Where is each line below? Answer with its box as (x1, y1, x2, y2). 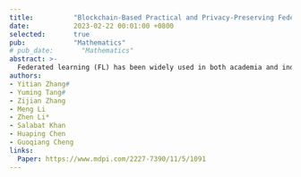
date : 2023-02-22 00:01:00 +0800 (9, 21, 175, 30)
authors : (9, 72, 42, 80)
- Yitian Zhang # (9, 80, 70, 88)
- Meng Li (9, 105, 47, 114)
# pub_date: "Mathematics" (9, 46, 134, 55)
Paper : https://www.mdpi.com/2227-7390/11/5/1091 (17, 154, 206, 164)
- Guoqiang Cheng (9, 138, 74, 147)
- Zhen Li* (9, 113, 50, 122)
